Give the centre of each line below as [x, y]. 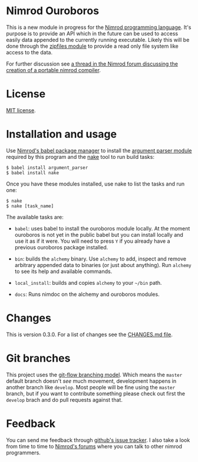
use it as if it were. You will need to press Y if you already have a [92, 241]
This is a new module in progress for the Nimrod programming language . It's [99, 27]
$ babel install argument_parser [47, 167]
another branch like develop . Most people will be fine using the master [91, 387]
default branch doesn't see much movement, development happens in [91, 381]
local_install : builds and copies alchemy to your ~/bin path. [88, 282]
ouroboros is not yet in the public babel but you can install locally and [99, 235]
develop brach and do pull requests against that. [64, 399]
